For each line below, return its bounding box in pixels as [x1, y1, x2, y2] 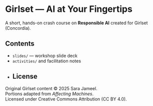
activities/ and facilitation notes [12, 58, 81, 64]
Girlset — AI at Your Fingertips [5, 3, 133, 15]
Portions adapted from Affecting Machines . [5, 91, 94, 97]
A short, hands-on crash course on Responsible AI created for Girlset [5, 20, 148, 26]
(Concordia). [5, 25, 31, 31]
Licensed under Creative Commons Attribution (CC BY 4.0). [5, 96, 127, 102]
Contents [5, 40, 35, 48]
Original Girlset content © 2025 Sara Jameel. [5, 85, 98, 91]
